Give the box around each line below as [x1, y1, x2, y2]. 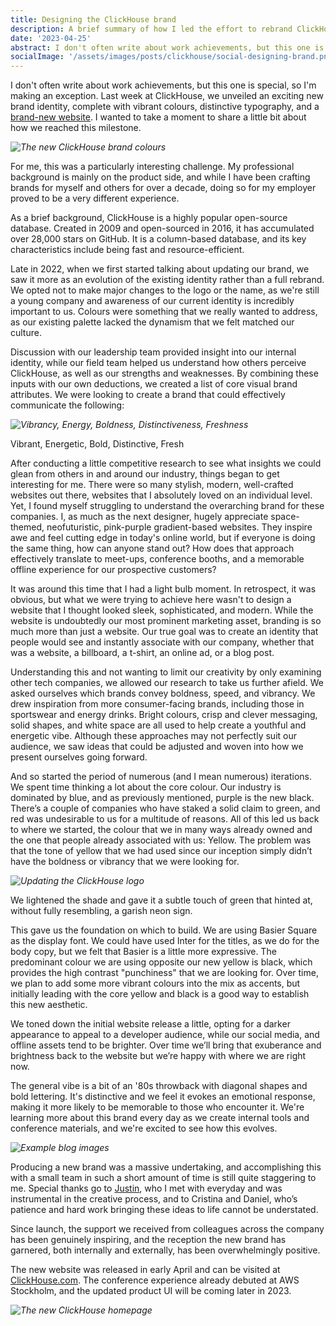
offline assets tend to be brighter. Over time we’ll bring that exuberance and [10, 1039, 322, 1051]
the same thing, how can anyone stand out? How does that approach [10, 542, 295, 555]
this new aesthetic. [10, 999, 88, 1011]
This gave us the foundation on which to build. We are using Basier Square [10, 924, 318, 936]
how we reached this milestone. [10, 122, 142, 134]
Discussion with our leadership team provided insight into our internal [10, 346, 297, 358]
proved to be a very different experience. [10, 192, 180, 205]
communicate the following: [10, 399, 125, 411]
